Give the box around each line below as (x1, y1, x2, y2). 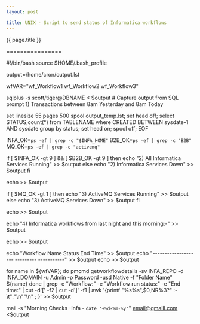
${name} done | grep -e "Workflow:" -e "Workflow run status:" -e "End (6, 280, 181, 287)
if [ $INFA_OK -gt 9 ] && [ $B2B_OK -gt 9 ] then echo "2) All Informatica (6, 154, 181, 162)
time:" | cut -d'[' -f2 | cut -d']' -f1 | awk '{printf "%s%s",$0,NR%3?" (6, 286, 172, 293)
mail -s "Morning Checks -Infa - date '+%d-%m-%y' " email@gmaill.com (6, 304, 178, 311)
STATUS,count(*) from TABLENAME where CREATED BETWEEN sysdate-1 (6, 118, 189, 126)
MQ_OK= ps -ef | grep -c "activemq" (6, 143, 100, 150)
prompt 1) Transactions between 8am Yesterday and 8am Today (6, 100, 164, 108)
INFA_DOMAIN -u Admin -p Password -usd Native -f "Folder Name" (6, 274, 173, 281)
